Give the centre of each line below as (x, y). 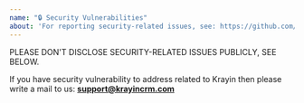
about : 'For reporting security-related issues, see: (113, 26)
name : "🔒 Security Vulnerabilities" (78, 18)
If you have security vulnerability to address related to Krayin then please (146, 79)
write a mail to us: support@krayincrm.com (92, 89)
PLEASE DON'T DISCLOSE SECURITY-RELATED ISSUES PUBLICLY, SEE (143, 51)
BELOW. (24, 61)
